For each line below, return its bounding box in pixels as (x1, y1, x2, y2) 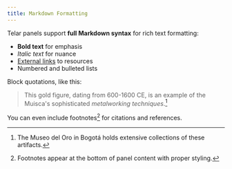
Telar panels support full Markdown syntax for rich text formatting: (7, 29, 199, 37)
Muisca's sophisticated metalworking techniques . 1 (23, 98, 168, 107)
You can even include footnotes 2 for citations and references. (7, 113, 183, 122)
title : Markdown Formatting (7, 10, 88, 17)
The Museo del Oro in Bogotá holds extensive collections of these (17, 133, 205, 142)
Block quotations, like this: (7, 77, 82, 86)
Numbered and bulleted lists (17, 64, 98, 72)
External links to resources (17, 56, 93, 65)
